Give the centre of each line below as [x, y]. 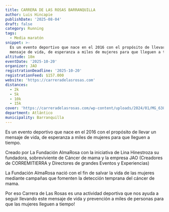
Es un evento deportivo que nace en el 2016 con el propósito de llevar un [81, 132]
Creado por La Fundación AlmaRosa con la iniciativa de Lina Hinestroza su [82, 152]
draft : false [19, 24]
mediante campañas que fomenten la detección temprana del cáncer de [80, 178]
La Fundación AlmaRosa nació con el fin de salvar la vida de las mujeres [80, 173]
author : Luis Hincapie [29, 15]
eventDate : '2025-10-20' [31, 61]
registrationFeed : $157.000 [35, 76]
